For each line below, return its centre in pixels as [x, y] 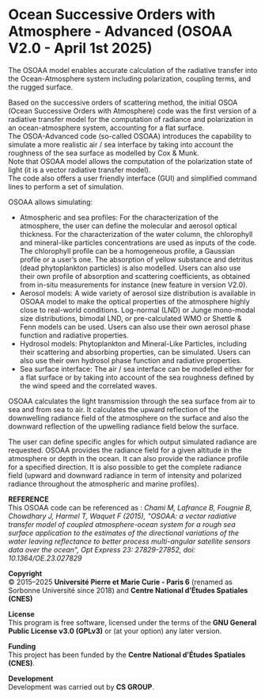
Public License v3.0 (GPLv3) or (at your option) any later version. [115, 631]
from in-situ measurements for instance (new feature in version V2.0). [133, 285]
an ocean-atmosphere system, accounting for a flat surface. [106, 128]
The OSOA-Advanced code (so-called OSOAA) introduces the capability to [130, 136]
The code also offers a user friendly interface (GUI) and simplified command [132, 178]
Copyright [25, 573]
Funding [22, 646]
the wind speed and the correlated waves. [88, 385]
